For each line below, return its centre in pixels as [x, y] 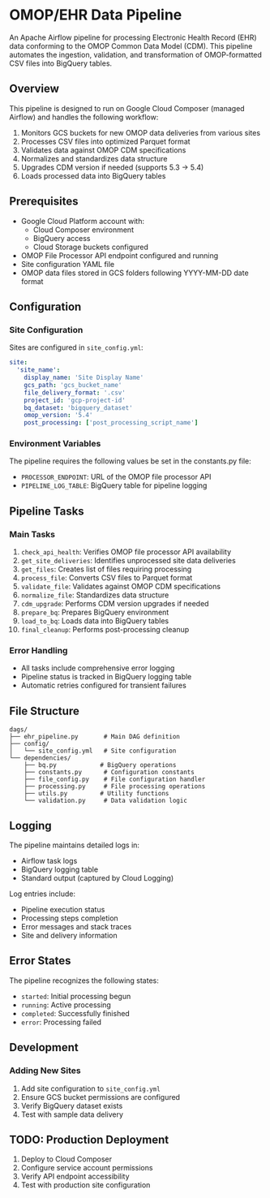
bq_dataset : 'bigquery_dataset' [78, 407]
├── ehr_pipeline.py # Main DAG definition [95, 737]
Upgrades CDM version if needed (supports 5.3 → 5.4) [112, 167]
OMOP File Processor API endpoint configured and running [120, 255]
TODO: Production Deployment [89, 1139]
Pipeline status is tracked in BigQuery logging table [106, 677]
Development [44, 1047]
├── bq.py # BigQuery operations [100, 765]
